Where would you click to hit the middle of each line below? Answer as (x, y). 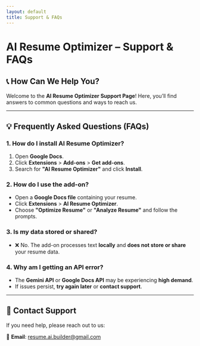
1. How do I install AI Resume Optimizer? (65, 143)
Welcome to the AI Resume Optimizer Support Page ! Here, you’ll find (92, 95)
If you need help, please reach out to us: (56, 325)
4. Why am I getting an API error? (55, 267)
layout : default (26, 12)
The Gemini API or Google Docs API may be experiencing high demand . (104, 280)
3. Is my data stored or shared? (52, 232)
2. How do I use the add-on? (48, 184)
